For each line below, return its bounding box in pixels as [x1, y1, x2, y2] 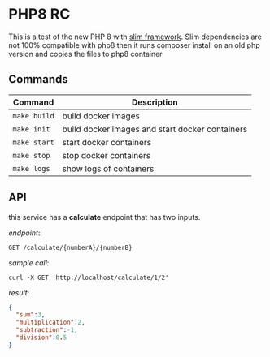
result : [8, 287, 30, 297]
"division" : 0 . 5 [15, 333, 67, 342]
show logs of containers [62, 163, 155, 174]
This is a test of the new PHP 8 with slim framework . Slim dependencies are [8, 32, 262, 41]
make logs [12, 164, 50, 173]
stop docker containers [62, 149, 151, 161]
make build [12, 111, 54, 120]
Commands [8, 72, 69, 86]
